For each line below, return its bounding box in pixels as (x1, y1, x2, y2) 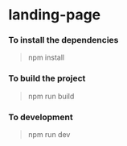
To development (8, 111, 74, 123)
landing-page (8, 6, 101, 24)
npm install (27, 52, 65, 62)
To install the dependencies (8, 35, 119, 46)
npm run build (27, 91, 75, 101)
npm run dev (27, 130, 71, 140)
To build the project (8, 73, 86, 84)
